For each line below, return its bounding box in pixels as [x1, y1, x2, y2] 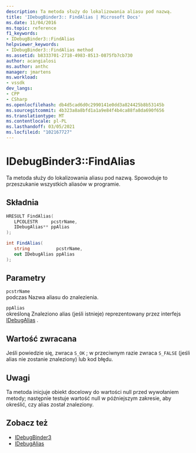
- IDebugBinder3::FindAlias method [6, 47, 94, 53]
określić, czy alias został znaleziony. [6, 401, 94, 408]
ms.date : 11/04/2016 [6, 19, 57, 25]
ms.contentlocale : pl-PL [6, 119, 67, 124]
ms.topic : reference [6, 25, 57, 31]
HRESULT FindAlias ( [6, 213, 54, 219]
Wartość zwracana [6, 334, 77, 344]
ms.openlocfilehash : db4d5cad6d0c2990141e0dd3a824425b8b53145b [6, 101, 165, 108]
